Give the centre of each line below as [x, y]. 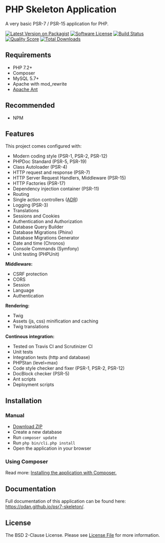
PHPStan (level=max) [35, 363]
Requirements [28, 55]
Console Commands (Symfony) [46, 249]
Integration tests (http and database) [51, 357]
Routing [21, 194]
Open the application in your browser [52, 448]
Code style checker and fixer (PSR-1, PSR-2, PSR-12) [69, 368]
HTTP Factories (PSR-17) [39, 184]
